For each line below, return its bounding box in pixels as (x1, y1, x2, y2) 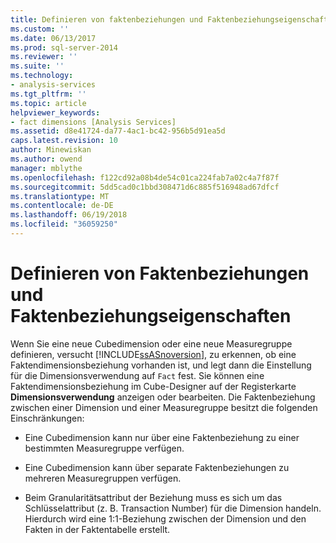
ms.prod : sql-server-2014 (10, 42, 118, 53)
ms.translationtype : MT (10, 191, 110, 201)
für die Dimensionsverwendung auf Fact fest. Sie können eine (10, 369, 265, 381)
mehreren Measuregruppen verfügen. (24, 472, 182, 484)
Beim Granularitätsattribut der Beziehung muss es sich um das (24, 491, 283, 503)
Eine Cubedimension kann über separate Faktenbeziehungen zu (24, 461, 290, 473)
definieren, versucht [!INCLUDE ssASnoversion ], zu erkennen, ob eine (10, 348, 297, 360)
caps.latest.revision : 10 (10, 136, 118, 146)
